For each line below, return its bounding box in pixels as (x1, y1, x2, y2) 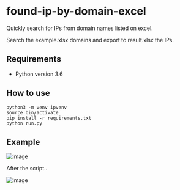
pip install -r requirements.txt (6, 115, 92, 121)
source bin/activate (6, 109, 59, 115)
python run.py (6, 120, 43, 126)
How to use (6, 88, 50, 98)
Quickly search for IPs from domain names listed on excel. (6, 24, 153, 32)
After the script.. (6, 165, 48, 172)
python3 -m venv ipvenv (6, 104, 67, 111)
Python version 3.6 (15, 70, 63, 78)
